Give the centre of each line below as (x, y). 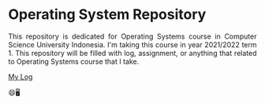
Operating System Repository (107, 15)
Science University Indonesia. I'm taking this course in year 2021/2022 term (132, 44)
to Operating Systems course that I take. (74, 61)
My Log (21, 76)
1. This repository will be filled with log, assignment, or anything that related (132, 53)
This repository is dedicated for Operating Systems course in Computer (132, 36)
